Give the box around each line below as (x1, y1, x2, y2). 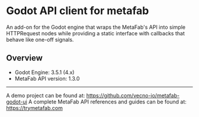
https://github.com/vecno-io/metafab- (86, 92, 179, 99)
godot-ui (6, 98, 28, 105)
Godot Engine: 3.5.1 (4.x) (14, 69, 75, 76)
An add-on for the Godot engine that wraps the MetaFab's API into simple (6, 24, 185, 31)
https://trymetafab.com (6, 104, 63, 111)
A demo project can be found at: (6, 92, 85, 99)
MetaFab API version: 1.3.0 (14, 75, 80, 82)
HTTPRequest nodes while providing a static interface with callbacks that (6, 29, 185, 36)
